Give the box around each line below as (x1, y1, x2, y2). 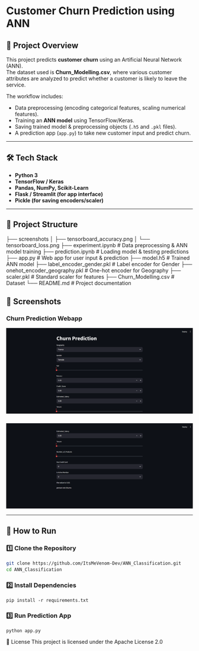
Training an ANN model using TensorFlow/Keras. (14, 117, 134, 124)
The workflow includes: (6, 93, 63, 100)
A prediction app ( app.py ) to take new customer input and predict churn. (14, 129, 191, 136)
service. (6, 81, 26, 88)
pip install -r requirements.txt (6, 598, 89, 604)
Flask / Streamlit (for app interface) (14, 190, 104, 197)
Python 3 (14, 171, 38, 178)
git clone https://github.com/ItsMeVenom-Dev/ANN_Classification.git (6, 560, 182, 567)
